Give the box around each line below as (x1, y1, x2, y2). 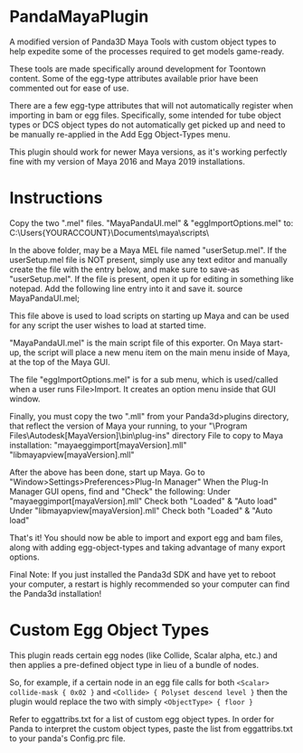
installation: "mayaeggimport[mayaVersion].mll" (9, 439, 187, 450)
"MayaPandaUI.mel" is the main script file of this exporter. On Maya (9, 337, 261, 348)
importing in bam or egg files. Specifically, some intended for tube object (9, 109, 282, 120)
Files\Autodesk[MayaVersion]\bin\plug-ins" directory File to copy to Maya (9, 429, 283, 440)
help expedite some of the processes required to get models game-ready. (9, 45, 285, 56)
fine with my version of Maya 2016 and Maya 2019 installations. (9, 155, 246, 166)
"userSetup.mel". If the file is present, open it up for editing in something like (9, 273, 294, 284)
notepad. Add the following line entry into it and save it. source (9, 283, 243, 294)
